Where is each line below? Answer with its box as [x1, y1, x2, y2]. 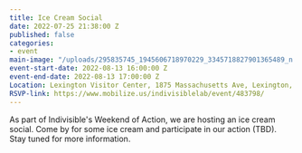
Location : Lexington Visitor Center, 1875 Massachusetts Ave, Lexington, [9, 81, 294, 90]
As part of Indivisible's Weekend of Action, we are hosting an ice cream [9, 114, 276, 125]
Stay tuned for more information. [9, 133, 131, 144]
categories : [9, 38, 54, 48]
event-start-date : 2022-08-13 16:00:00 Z [9, 64, 168, 73]
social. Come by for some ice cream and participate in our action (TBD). [9, 123, 278, 134]
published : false [9, 30, 75, 39]
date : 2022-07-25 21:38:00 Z [9, 22, 119, 31]
